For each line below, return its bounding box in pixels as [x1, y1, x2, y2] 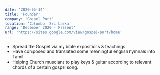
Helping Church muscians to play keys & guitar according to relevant [12, 59, 152, 65]
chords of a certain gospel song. [12, 64, 79, 70]
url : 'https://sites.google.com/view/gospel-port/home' [5, 30, 122, 35]
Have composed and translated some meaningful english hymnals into [12, 49, 155, 54]
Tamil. [12, 54, 25, 59]
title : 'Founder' [5, 12, 41, 17]
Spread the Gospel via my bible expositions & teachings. [12, 44, 127, 49]
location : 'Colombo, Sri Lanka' [5, 21, 71, 26]
